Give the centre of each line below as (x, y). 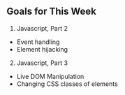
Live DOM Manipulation (50, 76)
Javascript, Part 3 (42, 63)
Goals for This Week (52, 12)
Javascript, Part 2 (42, 28)
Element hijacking (42, 49)
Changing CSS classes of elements (67, 84)
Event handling (38, 42)
